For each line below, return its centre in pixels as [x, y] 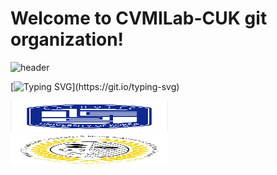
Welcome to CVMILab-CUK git [139, 18]
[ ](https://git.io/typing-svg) [95, 86]
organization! [67, 39]
